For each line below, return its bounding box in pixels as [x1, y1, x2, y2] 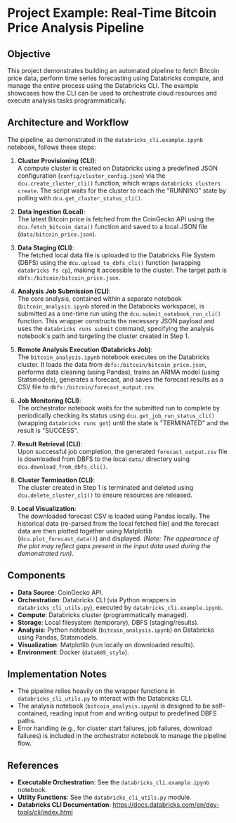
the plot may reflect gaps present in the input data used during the [17, 541, 211, 550]
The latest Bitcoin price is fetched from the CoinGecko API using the [17, 214, 216, 223]
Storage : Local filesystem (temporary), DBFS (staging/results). [17, 618, 199, 626]
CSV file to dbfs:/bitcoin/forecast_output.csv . [17, 382, 156, 391]
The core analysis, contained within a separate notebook [17, 294, 182, 303]
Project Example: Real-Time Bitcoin [7, 5, 217, 21]
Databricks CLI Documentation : [17, 801, 111, 809]
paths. [17, 717, 37, 725]
